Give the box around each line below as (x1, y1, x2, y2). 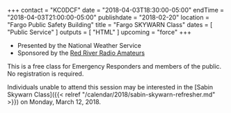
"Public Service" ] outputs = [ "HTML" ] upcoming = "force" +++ (7, 28, 192, 36)
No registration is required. (7, 69, 84, 78)
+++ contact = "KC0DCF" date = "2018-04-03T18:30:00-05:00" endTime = (7, 6, 225, 14)
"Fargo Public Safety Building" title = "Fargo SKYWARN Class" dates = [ (7, 21, 213, 28)
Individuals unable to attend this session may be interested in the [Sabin (7, 83, 214, 91)
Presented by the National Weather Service (17, 42, 141, 49)
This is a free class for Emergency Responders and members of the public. (7, 62, 222, 70)
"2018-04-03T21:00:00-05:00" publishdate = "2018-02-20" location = (7, 13, 210, 21)
